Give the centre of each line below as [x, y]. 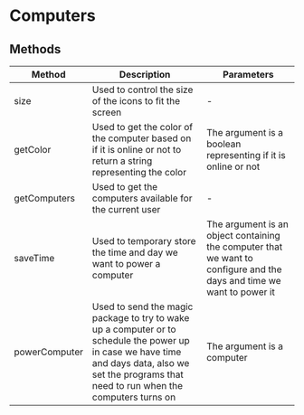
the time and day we [135, 252]
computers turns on [134, 397]
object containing [243, 236]
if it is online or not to [137, 150]
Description [145, 75]
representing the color [139, 172]
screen [107, 112]
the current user [126, 209]
